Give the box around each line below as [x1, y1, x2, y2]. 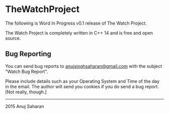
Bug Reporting [5, 50, 52, 58]
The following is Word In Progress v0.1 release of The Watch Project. [5, 20, 147, 26]
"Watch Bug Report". [5, 68, 48, 74]
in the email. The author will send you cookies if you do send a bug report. [5, 83, 159, 89]
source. [5, 35, 21, 41]
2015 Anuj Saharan [5, 103, 44, 109]
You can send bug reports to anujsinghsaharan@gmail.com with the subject [5, 63, 162, 69]
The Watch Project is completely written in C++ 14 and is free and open [5, 30, 153, 36]
